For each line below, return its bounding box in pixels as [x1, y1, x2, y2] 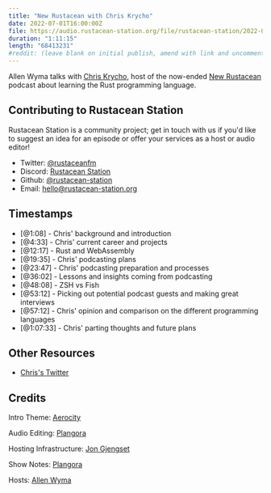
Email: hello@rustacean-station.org [19, 183, 138, 193]
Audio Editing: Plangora [8, 428, 86, 438]
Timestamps [8, 207, 73, 221]
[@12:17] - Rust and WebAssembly [19, 246, 135, 255]
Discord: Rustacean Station [19, 166, 111, 176]
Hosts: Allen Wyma [8, 475, 72, 485]
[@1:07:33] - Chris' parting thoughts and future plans [19, 322, 197, 332]
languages [19, 314, 56, 324]
